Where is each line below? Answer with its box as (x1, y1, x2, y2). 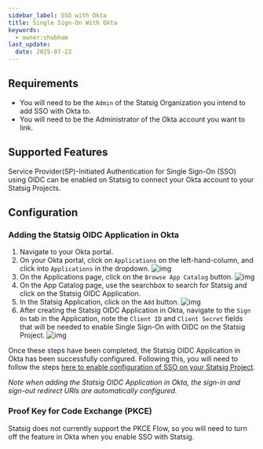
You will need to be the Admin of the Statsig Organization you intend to (19, 97, 246, 107)
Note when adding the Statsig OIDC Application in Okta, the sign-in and (8, 378, 241, 387)
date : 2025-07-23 (15, 48, 72, 56)
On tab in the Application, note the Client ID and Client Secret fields (19, 314, 243, 323)
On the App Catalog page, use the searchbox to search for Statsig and (19, 280, 247, 290)
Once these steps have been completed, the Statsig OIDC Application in (8, 346, 241, 356)
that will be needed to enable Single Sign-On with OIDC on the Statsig (19, 323, 246, 332)
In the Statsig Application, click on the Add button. (19, 298, 180, 307)
